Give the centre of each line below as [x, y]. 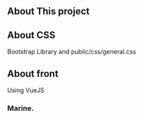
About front [33, 73]
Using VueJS [26, 90]
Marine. [21, 108]
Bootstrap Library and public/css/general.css [72, 52]
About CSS [31, 35]
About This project [49, 11]
